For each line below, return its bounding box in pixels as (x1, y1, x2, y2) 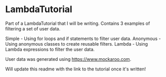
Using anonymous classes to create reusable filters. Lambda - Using (5, 41, 148, 47)
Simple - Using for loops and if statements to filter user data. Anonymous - (5, 35, 161, 42)
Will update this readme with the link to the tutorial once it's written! (5, 66, 146, 72)
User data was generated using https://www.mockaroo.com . (5, 56, 132, 62)
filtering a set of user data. (5, 25, 61, 31)
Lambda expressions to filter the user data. (5, 46, 95, 52)
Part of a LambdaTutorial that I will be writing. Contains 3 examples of (5, 20, 150, 26)
